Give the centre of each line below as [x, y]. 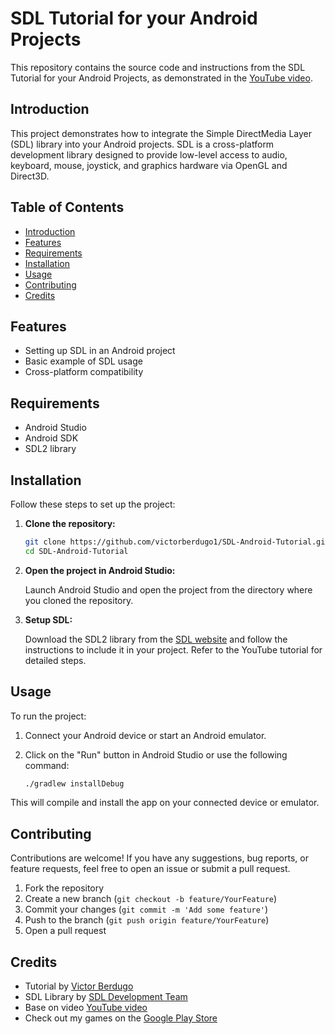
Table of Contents [67, 207]
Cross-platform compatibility [84, 372]
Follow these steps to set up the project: [93, 504]
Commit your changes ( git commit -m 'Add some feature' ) [146, 909]
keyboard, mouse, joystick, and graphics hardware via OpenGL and [149, 165]
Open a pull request [65, 931]
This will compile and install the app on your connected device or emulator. [165, 803]
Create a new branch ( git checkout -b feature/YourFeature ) [151, 899]
